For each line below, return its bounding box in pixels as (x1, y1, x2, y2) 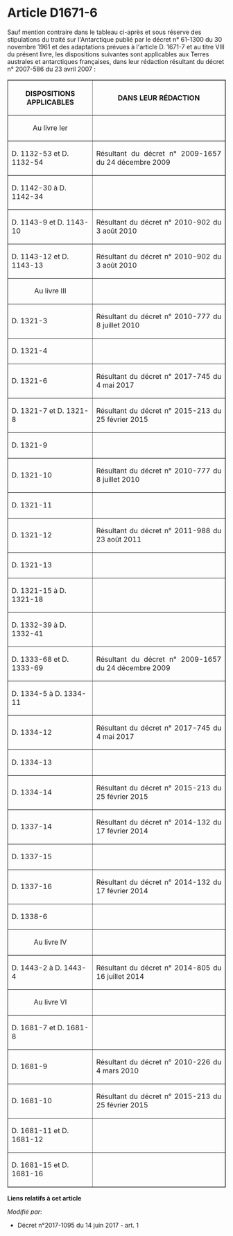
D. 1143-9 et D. (11, 217, 64, 227)
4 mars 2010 (96, 1066, 139, 1075)
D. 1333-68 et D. (11, 654, 69, 664)
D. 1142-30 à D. (11, 183, 67, 193)
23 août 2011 (96, 534, 142, 544)
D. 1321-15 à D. (11, 585, 67, 595)
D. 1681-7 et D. (11, 1023, 64, 1032)
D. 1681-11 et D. (11, 1125, 69, 1135)
